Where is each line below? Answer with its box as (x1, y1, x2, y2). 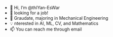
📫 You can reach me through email (9, 26, 82, 32)
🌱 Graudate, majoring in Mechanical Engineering (9, 15, 109, 21)
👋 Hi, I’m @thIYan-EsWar (9, 5, 60, 10)
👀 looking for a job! (9, 10, 48, 16)
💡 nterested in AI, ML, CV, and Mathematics (9, 20, 99, 26)
